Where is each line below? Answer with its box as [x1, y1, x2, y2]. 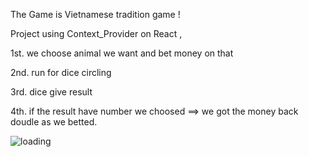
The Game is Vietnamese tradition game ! [10, 9, 181, 20]
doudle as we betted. [10, 116, 98, 128]
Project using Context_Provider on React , [10, 28, 183, 39]
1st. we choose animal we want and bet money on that [10, 47, 234, 59]
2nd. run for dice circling [10, 67, 112, 78]
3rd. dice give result [10, 86, 93, 98]
